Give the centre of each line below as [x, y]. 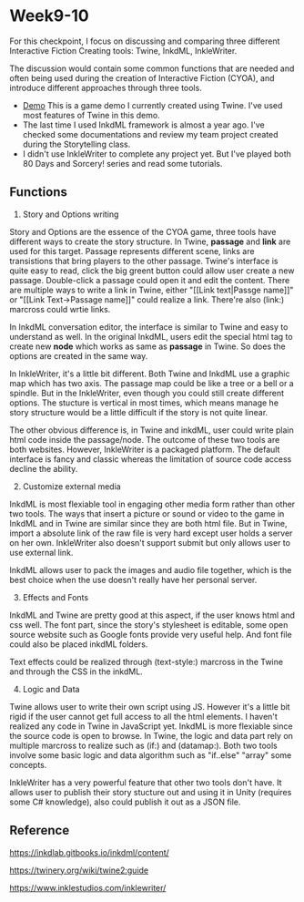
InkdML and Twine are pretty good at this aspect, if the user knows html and [152, 615]
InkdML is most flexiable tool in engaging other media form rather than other [152, 504]
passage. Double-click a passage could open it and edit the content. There [150, 280]
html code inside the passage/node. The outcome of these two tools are [145, 439]
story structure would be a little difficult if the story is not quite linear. [139, 412]
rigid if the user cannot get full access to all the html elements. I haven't [143, 716]
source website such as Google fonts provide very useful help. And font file [151, 634]
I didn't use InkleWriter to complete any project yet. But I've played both [157, 154]
